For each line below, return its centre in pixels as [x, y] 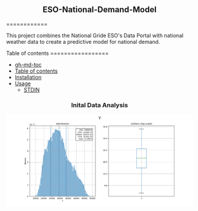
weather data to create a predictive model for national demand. [83, 41]
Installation [28, 77]
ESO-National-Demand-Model [100, 10]
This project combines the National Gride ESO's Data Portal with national [95, 35]
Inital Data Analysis [100, 105]
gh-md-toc [28, 64]
